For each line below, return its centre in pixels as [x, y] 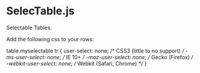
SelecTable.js [41, 11]
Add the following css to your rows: [50, 39]
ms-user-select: [26, 57]
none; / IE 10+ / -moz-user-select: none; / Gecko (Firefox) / [120, 57]
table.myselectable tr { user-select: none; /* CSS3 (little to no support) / [95, 51]
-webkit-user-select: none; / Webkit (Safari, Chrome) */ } [77, 63]
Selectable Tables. [29, 28]
